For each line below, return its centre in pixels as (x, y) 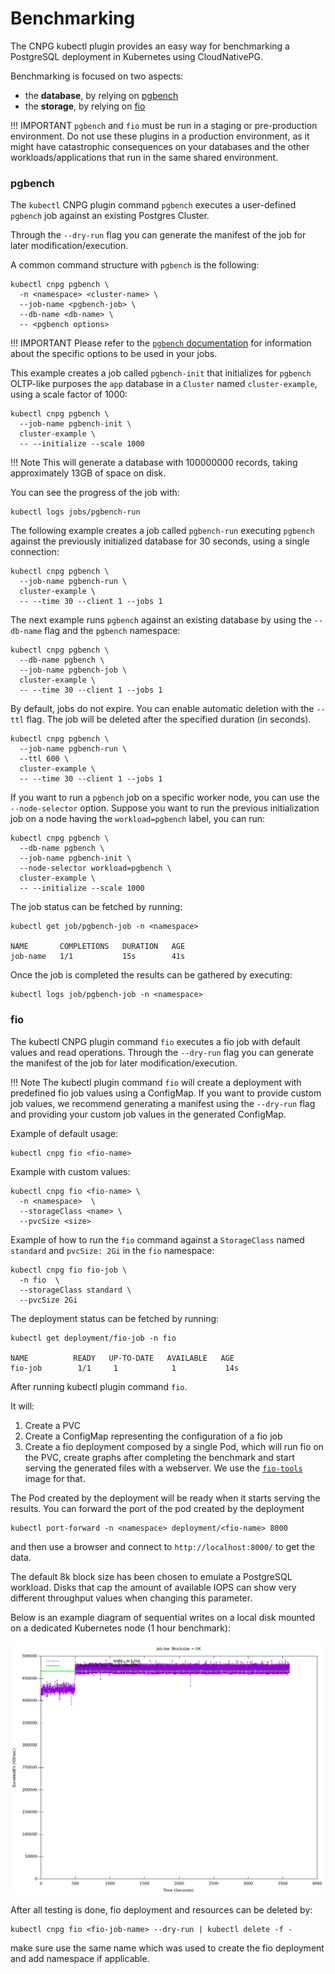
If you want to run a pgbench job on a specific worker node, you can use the (165, 798)
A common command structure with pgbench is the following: (135, 265)
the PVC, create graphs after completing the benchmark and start (159, 1457)
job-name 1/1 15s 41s (98, 957)
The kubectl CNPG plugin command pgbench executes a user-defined (153, 205)
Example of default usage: (64, 1133)
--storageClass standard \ (75, 1290)
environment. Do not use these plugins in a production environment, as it (160, 136)
